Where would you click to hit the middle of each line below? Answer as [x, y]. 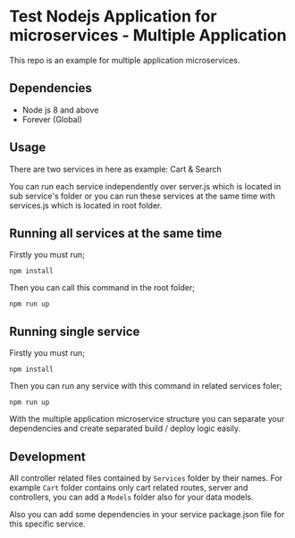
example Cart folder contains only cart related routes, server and [129, 488]
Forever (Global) [52, 119]
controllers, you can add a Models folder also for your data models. [131, 497]
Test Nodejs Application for [113, 17]
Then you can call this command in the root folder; [102, 288]
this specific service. [48, 524]
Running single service [75, 331]
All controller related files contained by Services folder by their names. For [146, 478]
